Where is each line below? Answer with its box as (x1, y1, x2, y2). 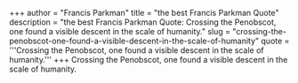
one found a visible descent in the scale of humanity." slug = (9, 26, 231, 36)
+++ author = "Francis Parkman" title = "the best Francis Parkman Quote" (9, 8, 279, 18)
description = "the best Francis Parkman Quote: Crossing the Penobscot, (9, 17, 277, 27)
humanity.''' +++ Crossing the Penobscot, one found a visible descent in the (9, 55, 288, 64)
